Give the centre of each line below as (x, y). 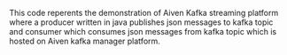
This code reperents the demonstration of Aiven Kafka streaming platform (144, 13)
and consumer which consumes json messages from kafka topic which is (143, 31)
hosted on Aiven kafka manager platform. (85, 41)
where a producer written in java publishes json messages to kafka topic (141, 22)
